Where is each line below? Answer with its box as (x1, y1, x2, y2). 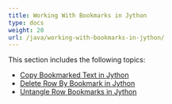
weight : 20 (8, 26, 44, 34)
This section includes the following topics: (8, 55, 146, 65)
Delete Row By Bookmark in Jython (19, 79, 136, 88)
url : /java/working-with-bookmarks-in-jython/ (8, 33, 165, 42)
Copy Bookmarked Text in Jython (19, 70, 129, 80)
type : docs (8, 19, 44, 27)
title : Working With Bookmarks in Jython (8, 11, 147, 20)
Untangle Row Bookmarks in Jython (19, 87, 137, 97)
